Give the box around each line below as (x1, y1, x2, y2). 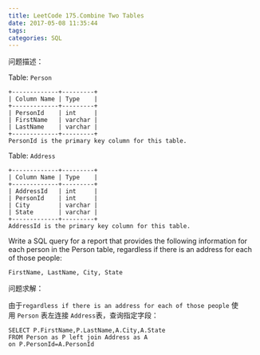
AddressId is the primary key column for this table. (8, 223, 191, 231)
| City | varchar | (8, 201, 98, 210)
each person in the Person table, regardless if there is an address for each (8, 245, 253, 254)
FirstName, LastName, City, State (8, 269, 124, 277)
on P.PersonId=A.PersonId (8, 341, 94, 349)
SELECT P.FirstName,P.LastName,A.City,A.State (8, 326, 166, 335)
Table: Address (8, 151, 56, 160)
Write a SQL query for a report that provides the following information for (8, 236, 248, 246)
